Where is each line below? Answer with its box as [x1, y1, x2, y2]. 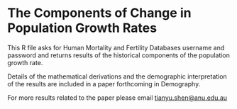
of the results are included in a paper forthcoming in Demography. [7, 79, 201, 88]
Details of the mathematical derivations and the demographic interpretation [7, 72, 227, 81]
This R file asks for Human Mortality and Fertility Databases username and [7, 43, 225, 52]
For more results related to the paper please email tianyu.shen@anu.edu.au [7, 93, 228, 102]
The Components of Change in [7, 5, 192, 21]
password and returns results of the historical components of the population [7, 51, 231, 59]
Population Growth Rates [7, 20, 158, 36]
